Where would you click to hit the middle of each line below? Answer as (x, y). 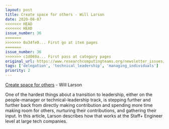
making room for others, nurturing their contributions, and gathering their (81, 110)
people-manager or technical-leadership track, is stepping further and (78, 100)
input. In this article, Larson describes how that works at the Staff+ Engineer (84, 116)
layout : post (19, 10)
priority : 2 (18, 71)
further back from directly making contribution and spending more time (79, 105)
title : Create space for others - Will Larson (55, 15)
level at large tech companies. (36, 121)
